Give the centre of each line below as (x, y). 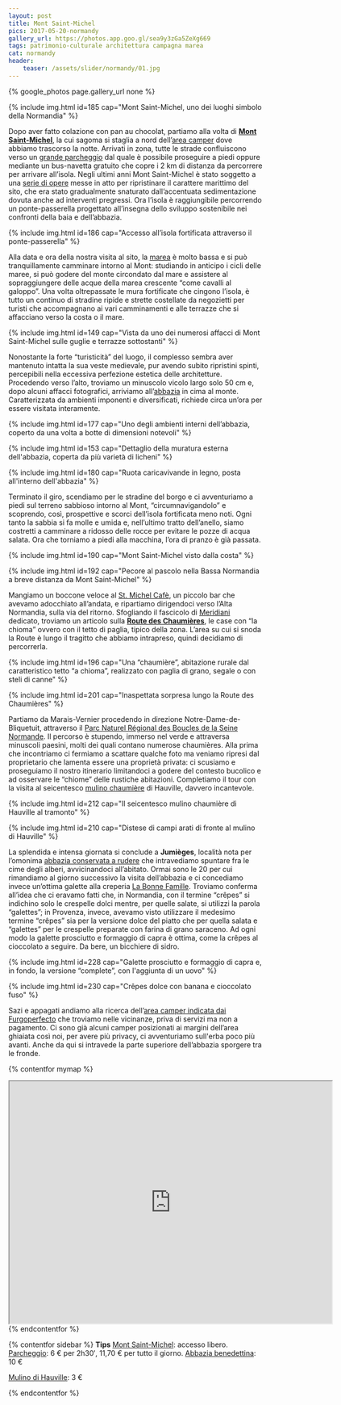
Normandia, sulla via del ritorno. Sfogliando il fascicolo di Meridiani (119, 612)
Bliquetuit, (25, 728)
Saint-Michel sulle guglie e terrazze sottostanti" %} (94, 341)
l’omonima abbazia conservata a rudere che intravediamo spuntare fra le (129, 860)
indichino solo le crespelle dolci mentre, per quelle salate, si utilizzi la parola (134, 903)
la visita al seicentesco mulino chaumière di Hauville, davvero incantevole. (131, 787)
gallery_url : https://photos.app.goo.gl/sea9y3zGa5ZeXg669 (110, 38)
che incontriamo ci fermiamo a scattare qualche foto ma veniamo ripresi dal (134, 753)
